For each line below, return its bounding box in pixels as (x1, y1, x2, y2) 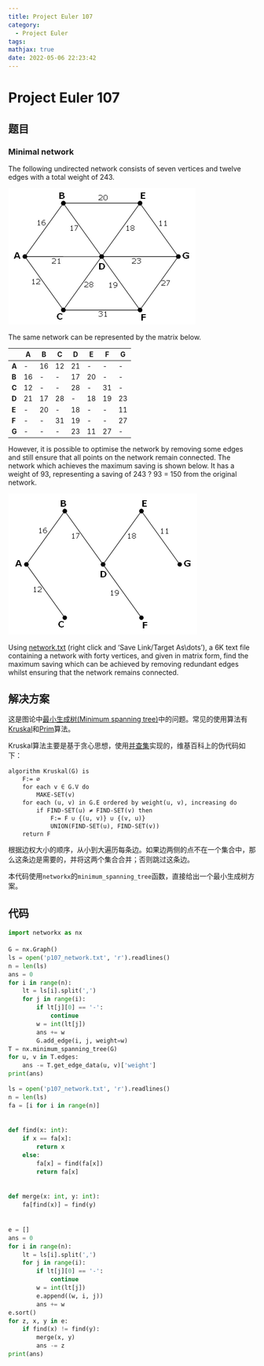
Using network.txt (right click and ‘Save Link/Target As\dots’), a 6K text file (8, 643, 250, 652)
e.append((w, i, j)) (36, 1292, 104, 1300)
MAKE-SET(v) (36, 791, 76, 799)
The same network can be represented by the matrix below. (8, 332, 202, 342)
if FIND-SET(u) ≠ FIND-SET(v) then (36, 807, 153, 815)
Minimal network (8, 146, 75, 157)
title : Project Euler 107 (8, 13, 93, 20)
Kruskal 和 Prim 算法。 (8, 724, 75, 734)
